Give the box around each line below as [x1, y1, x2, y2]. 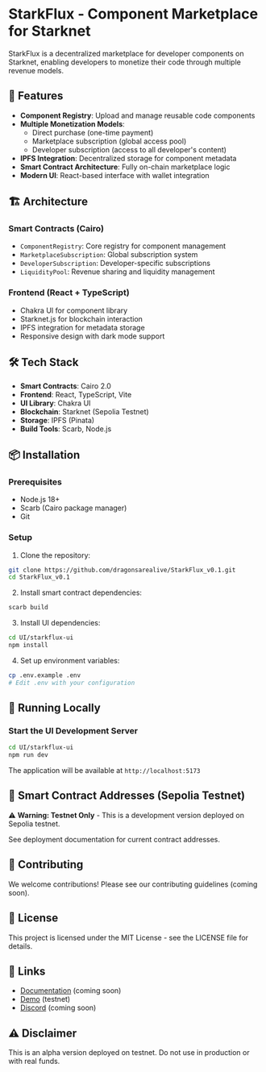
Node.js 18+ [19, 495, 60, 505]
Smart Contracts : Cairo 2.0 [19, 380, 111, 391]
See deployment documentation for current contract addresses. [8, 834, 220, 844]
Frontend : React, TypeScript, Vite [19, 389, 132, 399]
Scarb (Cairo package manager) [19, 503, 127, 513]
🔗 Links [8, 964, 46, 978]
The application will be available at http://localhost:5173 [8, 766, 201, 775]
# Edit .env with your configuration [8, 679, 135, 687]
